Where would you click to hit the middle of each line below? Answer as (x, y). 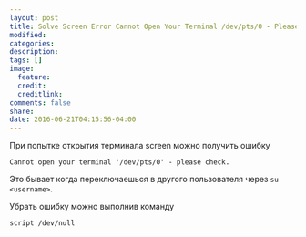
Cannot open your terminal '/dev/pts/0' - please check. (120, 162)
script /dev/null (42, 223)
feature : (34, 77)
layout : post (34, 18)
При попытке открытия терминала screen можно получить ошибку (140, 146)
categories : (32, 43)
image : (22, 69)
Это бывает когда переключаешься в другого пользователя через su (144, 180)
